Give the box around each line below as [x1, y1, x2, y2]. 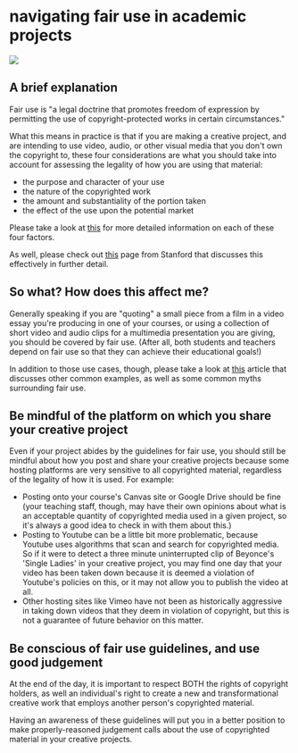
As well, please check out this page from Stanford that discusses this [9, 248, 263, 260]
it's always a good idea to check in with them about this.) [21, 520, 232, 531]
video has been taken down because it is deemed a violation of [21, 567, 255, 578]
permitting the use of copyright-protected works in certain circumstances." [9, 113, 286, 124]
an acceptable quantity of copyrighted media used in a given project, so [21, 511, 287, 522]
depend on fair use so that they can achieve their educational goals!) [9, 346, 262, 356]
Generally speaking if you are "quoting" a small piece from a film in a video [9, 308, 285, 319]
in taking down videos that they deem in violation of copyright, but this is [21, 606, 290, 616]
